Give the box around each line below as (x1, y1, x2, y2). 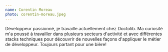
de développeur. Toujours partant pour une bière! (5, 41, 106, 47)
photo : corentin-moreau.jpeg (5, 12, 66, 17)
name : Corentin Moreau (5, 7, 52, 12)
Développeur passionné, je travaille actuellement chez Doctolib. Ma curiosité (5, 25, 163, 31)
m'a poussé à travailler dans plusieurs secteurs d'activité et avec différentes (5, 31, 162, 37)
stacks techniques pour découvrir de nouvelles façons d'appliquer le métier (5, 36, 161, 42)
